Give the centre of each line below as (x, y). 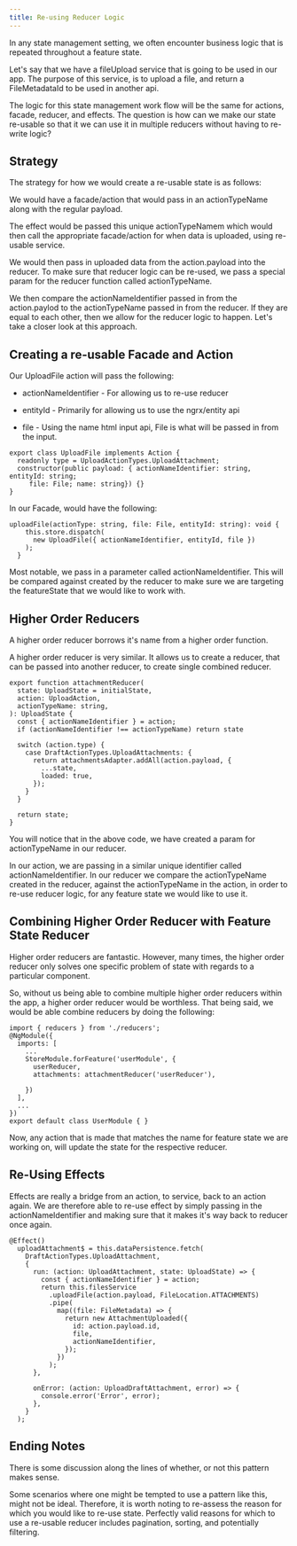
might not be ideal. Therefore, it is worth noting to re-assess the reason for (145, 1503)
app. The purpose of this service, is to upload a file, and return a (127, 78)
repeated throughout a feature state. (75, 52)
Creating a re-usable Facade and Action (121, 354)
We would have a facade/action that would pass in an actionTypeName (139, 199)
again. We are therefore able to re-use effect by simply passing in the (136, 1206)
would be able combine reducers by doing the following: (112, 1011)
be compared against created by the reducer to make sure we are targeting (146, 582)
